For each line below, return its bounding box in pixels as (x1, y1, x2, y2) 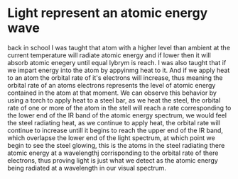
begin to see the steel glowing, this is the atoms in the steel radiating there (7, 141, 225, 149)
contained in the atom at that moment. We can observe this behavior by (7, 88, 217, 97)
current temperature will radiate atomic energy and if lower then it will (7, 51, 211, 59)
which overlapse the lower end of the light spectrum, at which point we (7, 133, 215, 142)
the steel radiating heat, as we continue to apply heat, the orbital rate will (7, 118, 220, 127)
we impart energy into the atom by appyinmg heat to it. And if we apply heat (7, 66, 230, 74)
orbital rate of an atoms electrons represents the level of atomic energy (7, 81, 216, 89)
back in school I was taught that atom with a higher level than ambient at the (7, 43, 231, 52)
